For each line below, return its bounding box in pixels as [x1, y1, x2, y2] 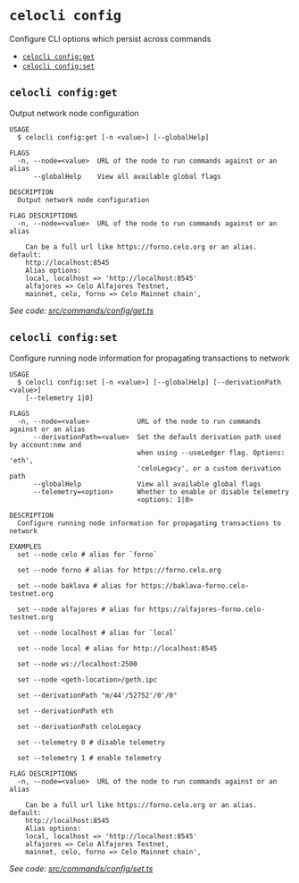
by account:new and [9, 440, 82, 449]
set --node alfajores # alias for [17, 605, 145, 614]
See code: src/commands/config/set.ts [9, 862, 154, 874]
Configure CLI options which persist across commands [9, 33, 212, 44]
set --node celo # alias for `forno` [17, 549, 158, 559]
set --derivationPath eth [17, 706, 114, 716]
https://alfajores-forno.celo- [148, 605, 266, 614]
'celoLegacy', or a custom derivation [137, 463, 281, 472]
